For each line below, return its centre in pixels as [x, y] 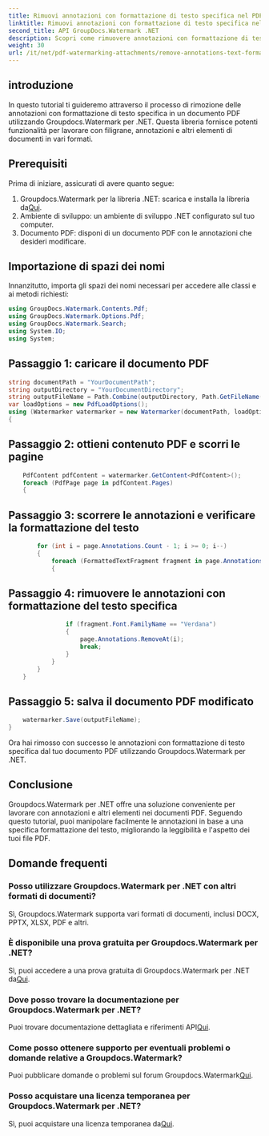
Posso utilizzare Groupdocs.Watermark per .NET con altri [122, 886]
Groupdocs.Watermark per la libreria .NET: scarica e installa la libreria [134, 199]
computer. [37, 224]
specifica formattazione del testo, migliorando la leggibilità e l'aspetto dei [129, 829]
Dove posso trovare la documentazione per [94, 1000]
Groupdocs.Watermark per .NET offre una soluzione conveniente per [122, 804]
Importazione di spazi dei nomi [87, 266]
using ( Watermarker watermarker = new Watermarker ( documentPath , [119, 412]
